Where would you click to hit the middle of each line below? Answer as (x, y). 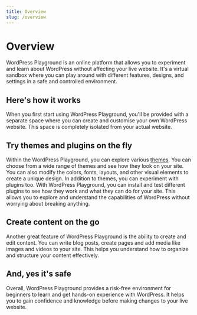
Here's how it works (44, 100)
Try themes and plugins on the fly (69, 145)
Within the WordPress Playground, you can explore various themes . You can (99, 160)
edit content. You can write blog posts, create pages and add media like (93, 242)
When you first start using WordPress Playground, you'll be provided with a (97, 114)
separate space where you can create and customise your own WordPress (97, 121)
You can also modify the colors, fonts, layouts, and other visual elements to (97, 173)
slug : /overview (26, 17)
